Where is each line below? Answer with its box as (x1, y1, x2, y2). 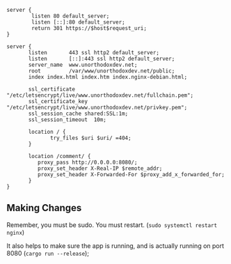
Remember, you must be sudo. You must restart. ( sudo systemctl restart (6, 220, 217, 229)
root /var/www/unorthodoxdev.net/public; (28, 68, 175, 75)
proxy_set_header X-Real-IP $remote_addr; (37, 165, 163, 172)
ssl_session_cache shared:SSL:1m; (28, 110, 129, 117)
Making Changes (6, 202, 82, 214)
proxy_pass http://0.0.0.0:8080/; (37, 159, 138, 166)
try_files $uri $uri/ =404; (50, 134, 132, 141)
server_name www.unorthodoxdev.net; (28, 61, 138, 68)
